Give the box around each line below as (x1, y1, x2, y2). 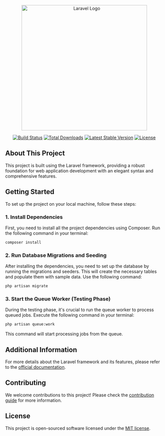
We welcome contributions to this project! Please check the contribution (5, 392, 154, 398)
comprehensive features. (5, 173, 57, 179)
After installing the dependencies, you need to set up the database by (5, 263, 149, 269)
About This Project (5, 149, 65, 158)
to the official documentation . (5, 364, 66, 370)
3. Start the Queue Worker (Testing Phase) (5, 295, 111, 302)
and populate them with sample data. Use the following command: (5, 274, 142, 280)
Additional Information (5, 345, 77, 354)
